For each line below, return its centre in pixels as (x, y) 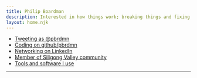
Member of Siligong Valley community (61, 57)
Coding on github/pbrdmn (46, 45)
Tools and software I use (44, 63)
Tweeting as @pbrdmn (42, 39)
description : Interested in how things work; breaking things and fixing (98, 17)
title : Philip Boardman (35, 11)
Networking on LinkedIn (43, 51)
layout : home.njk (27, 22)
